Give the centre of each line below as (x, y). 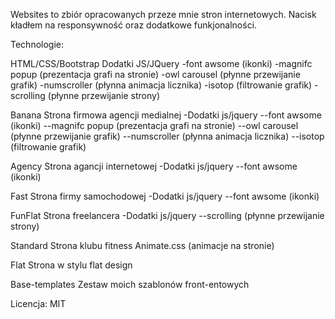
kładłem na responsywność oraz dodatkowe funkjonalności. (134, 25)
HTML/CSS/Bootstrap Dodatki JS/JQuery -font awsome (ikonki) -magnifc (161, 63)
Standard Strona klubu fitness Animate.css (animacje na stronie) (142, 245)
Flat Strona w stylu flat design (71, 265)
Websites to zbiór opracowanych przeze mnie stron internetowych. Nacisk (163, 14)
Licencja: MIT (38, 303)
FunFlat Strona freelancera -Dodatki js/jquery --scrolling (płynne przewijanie (167, 215)
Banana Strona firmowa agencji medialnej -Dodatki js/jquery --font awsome (166, 115)
